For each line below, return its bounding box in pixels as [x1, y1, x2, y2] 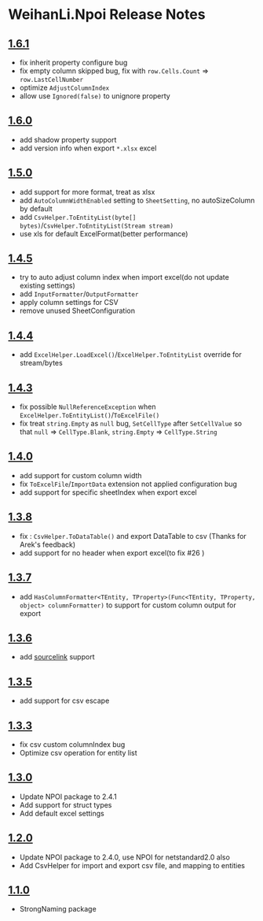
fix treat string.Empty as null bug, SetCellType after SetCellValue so [19, 419, 243, 429]
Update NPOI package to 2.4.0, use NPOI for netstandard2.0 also [19, 852, 230, 862]
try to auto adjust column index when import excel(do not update [19, 273, 229, 282]
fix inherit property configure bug [19, 58, 128, 67]
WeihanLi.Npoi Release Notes [8, 6, 206, 24]
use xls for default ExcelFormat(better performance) [19, 228, 188, 238]
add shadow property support [19, 135, 117, 144]
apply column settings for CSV [19, 298, 119, 307]
